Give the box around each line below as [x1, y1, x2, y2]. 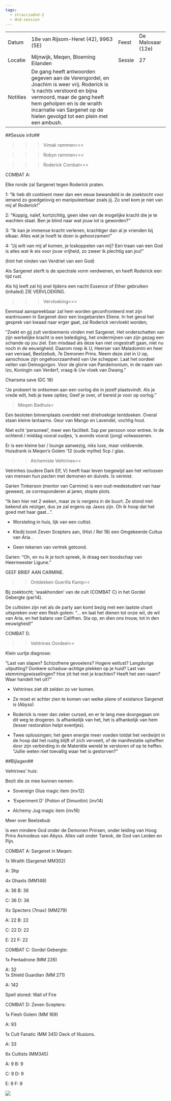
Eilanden [31, 60, 52, 67]
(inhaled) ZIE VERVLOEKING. [5, 289, 66, 295]
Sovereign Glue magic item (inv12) [12, 788, 85, 794]
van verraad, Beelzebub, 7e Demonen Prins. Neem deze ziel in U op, [5, 351, 149, 357]
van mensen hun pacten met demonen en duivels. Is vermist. [5, 473, 133, 479]
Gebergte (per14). [5, 594, 43, 600]
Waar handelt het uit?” [5, 676, 52, 683]
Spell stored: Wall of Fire [5, 992, 57, 998]
